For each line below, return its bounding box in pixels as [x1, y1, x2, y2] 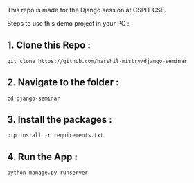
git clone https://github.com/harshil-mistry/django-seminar [7, 58, 188, 64]
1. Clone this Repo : [7, 40, 91, 51]
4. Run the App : [7, 150, 78, 162]
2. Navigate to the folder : [7, 76, 119, 89]
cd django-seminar [7, 95, 60, 102]
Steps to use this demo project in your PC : [7, 19, 130, 27]
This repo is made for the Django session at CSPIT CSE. [7, 6, 166, 14]
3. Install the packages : [7, 114, 112, 125]
